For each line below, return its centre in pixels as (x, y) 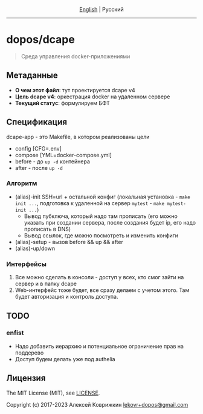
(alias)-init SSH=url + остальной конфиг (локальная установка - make (102, 197)
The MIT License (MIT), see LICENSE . (53, 393)
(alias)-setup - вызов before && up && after (69, 242)
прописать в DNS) (47, 229)
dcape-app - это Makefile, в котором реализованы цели (78, 137)
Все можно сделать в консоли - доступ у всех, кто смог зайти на (99, 277)
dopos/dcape (41, 40)
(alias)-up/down (35, 248)
